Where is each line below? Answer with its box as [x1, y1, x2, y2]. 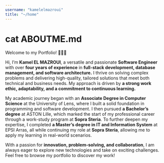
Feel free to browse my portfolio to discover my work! [5, 153, 116, 159]
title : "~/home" [5, 12, 39, 17]
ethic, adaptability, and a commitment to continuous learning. [5, 85, 136, 92]
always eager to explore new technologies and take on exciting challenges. [5, 147, 160, 153]
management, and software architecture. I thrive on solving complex [5, 70, 149, 76]
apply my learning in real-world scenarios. [5, 132, 92, 138]
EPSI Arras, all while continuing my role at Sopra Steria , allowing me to [5, 127, 151, 133]
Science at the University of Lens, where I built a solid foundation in [5, 100, 145, 107]
